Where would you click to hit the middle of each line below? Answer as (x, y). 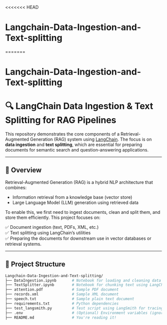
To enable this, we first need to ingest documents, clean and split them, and (83, 212)
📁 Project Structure (35, 264)
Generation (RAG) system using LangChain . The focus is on (91, 140)
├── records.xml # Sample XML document (62, 294)
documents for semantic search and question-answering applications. (77, 150)
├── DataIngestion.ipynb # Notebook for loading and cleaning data (83, 280)
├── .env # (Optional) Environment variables (77, 313)
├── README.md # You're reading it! (61, 318)
